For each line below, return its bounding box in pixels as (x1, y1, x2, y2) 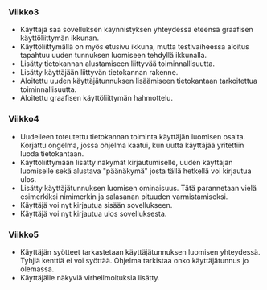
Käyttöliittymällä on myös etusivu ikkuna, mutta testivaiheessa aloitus (19, 42, 249, 52)
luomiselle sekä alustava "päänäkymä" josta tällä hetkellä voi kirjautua (19, 166, 252, 176)
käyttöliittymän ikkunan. (19, 33, 99, 43)
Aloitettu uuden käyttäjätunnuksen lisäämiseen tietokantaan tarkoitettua (19, 76, 257, 86)
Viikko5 (8, 229, 39, 240)
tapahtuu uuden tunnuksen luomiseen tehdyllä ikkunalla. (19, 51, 207, 60)
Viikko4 (8, 114, 39, 125)
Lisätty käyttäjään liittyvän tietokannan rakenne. (19, 68, 179, 77)
